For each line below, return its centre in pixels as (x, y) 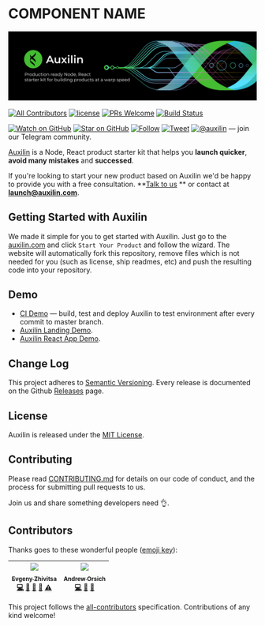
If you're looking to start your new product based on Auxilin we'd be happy (130, 175)
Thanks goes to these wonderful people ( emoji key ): (93, 549)
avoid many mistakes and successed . (71, 160)
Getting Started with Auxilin (78, 217)
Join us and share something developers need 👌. (89, 503)
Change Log (39, 364)
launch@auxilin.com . (44, 192)
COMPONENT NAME (77, 14)
